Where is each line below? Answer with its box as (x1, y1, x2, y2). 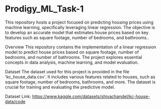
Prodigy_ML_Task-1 (5, 3, 84, 14)
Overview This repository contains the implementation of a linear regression (5, 44, 156, 50)
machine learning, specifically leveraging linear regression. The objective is (5, 24, 155, 30)
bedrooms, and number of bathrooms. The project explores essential (5, 54, 143, 60)
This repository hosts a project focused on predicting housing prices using (5, 19, 154, 25)
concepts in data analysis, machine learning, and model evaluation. (5, 59, 139, 65)
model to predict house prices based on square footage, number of (5, 49, 139, 55)
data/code (5, 98, 26, 104)
